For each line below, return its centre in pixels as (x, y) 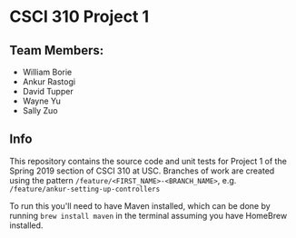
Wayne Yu (42, 101)
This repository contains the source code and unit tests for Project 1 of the (148, 161)
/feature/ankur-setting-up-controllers (85, 189)
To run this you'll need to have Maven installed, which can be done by (140, 205)
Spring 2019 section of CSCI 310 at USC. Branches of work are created (142, 171)
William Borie (47, 72)
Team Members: (57, 50)
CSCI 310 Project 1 (79, 17)
